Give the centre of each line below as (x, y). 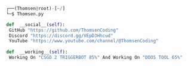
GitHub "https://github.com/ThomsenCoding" (64, 30)
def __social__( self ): (36, 24)
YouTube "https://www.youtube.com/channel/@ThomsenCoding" (84, 41)
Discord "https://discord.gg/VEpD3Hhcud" (61, 35)
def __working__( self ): (37, 52)
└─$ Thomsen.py (25, 14)
